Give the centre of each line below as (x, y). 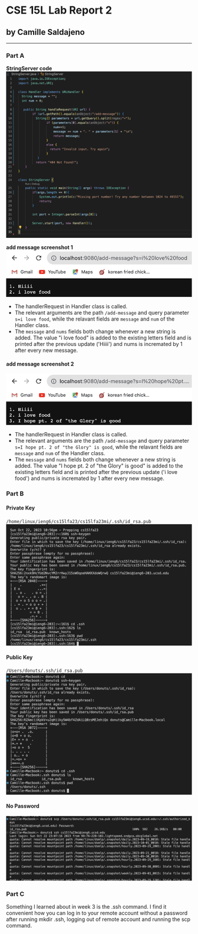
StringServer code (29, 68)
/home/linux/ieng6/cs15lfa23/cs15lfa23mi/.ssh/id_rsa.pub (79, 521)
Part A (15, 55)
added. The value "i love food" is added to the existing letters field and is (103, 338)
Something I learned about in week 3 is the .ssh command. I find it (86, 907)
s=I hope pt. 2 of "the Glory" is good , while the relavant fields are (98, 447)
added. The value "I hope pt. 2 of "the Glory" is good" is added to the (99, 466)
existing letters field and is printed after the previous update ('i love (96, 472)
